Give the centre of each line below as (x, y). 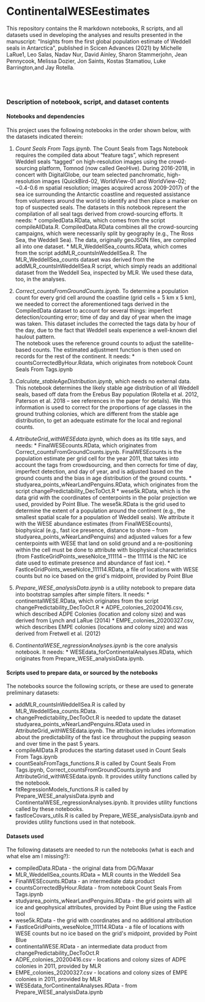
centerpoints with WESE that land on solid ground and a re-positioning (104, 543)
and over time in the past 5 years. (57, 744)
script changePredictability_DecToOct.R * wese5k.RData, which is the (103, 491)
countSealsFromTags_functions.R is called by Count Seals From (95, 764)
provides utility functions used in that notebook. (75, 822)
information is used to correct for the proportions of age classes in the (104, 407)
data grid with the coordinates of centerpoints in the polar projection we (106, 498)
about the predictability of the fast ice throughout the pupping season (103, 737)
